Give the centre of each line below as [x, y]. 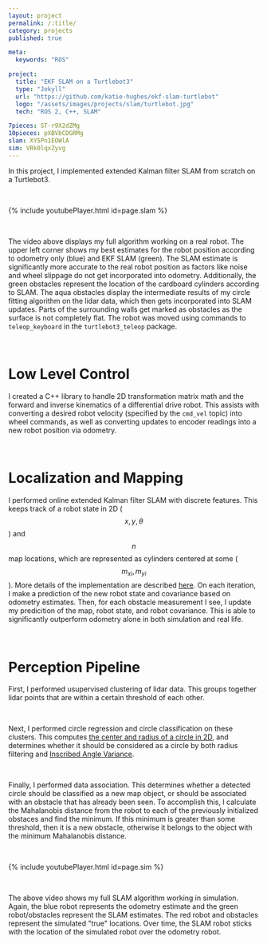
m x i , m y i [134, 572]
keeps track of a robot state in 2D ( [65, 508]
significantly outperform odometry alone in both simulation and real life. [126, 619]
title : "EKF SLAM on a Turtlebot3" [75, 82]
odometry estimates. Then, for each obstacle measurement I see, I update [130, 602]
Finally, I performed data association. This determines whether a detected [130, 785]
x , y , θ [134, 521]
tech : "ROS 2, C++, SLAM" [59, 112]
